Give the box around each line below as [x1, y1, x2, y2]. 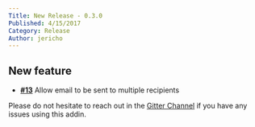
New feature [8, 63, 73, 77]
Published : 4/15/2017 [8, 19, 82, 27]
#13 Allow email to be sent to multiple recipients [19, 85, 180, 95]
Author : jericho [8, 34, 63, 43]
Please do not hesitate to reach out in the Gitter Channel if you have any [8, 101, 248, 111]
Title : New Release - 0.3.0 [8, 11, 103, 20]
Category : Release [8, 27, 70, 35]
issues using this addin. [8, 109, 87, 119]
